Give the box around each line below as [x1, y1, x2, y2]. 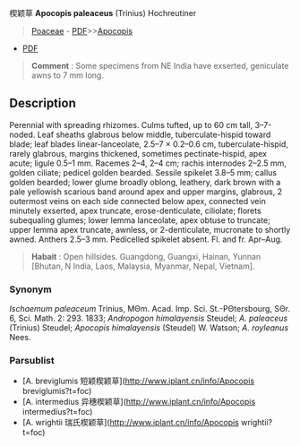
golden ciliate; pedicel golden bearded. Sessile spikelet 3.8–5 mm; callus [9, 167, 278, 177]
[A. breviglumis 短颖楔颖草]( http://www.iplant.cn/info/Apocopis [21, 375, 255, 387]
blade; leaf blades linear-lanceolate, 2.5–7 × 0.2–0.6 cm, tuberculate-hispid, [9, 138, 289, 150]
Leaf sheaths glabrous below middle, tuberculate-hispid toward [37, 129, 271, 140]
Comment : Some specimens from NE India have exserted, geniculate [30, 61, 289, 71]
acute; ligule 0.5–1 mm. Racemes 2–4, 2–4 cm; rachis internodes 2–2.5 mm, [9, 158, 287, 168]
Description [9, 96, 76, 111]
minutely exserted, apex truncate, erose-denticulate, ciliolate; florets [9, 205, 261, 216]
